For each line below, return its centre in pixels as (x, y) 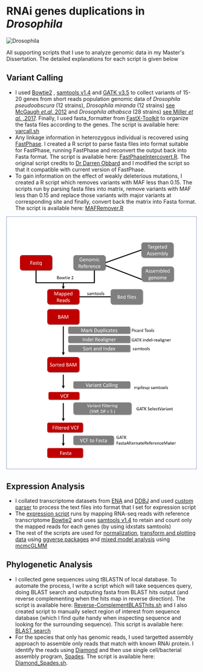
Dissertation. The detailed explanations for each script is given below (92, 59)
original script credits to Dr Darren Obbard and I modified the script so (102, 163)
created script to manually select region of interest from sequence (97, 611)
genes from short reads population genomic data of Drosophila (102, 99)
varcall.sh (27, 131)
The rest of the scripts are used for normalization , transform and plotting (105, 532)
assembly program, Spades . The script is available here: (85, 656)
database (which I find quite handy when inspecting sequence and (98, 618)
